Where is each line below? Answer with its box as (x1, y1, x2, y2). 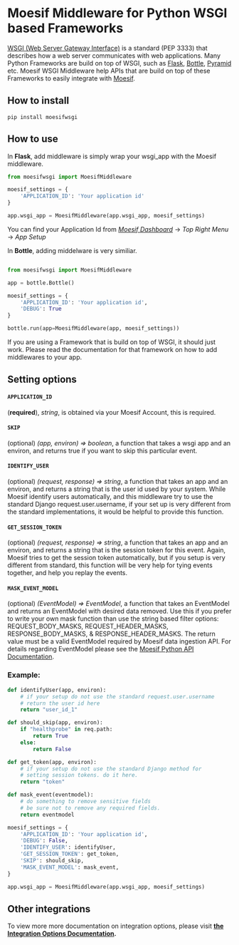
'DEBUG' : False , (20, 837, 69, 845)
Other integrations (7, 903, 91, 915)
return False (33, 745, 72, 753)
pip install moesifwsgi (7, 113, 78, 120)
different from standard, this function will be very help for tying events (7, 561, 213, 569)
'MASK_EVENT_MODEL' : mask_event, (20, 864, 119, 871)
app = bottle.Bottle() (7, 279, 75, 286)
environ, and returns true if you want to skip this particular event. (7, 446, 198, 455)
